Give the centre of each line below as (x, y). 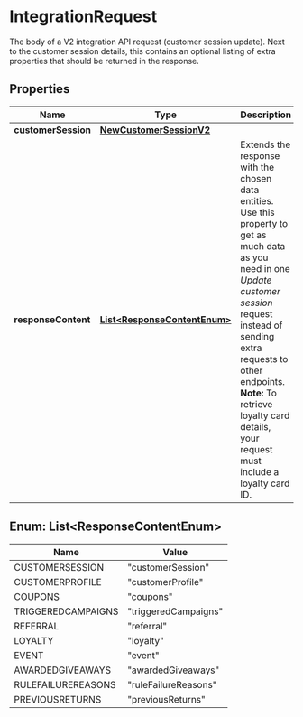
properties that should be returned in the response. (105, 61)
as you (254, 257)
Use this (257, 212)
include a (260, 471)
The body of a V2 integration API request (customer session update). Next (147, 42)
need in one (265, 268)
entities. (257, 200)
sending (257, 336)
